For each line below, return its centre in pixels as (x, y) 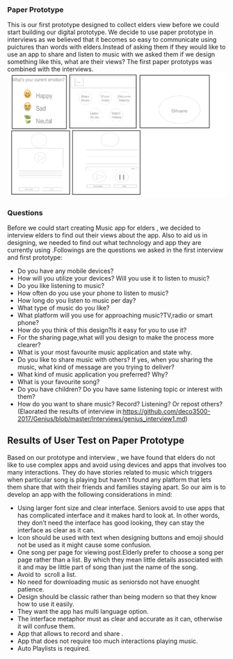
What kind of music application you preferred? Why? (93, 374)
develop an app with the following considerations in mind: (90, 494)
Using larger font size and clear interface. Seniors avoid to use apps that (121, 508)
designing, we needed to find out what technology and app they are (104, 243)
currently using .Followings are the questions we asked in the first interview (115, 250)
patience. (31, 589)
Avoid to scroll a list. (47, 574)
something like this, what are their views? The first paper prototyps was (110, 62)
